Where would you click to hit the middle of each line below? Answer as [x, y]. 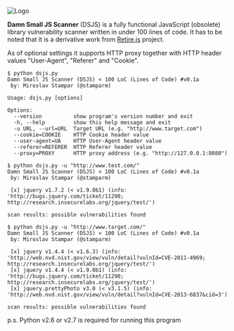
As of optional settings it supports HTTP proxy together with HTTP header [115, 53]
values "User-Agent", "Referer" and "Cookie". [73, 60]
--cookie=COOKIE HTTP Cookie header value [82, 135]
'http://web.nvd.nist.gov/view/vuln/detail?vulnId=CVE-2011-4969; [106, 258]
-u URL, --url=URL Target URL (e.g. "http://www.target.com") [108, 129]
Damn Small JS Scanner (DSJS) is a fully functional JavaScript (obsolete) [114, 24]
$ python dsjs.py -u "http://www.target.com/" [77, 227]
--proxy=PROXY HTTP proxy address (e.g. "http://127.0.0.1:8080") [121, 153]
